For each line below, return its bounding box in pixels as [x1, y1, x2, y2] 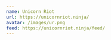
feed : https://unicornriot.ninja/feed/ [6, 25, 106, 31]
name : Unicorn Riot [6, 8, 55, 15]
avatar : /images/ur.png [6, 19, 66, 25]
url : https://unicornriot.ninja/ [6, 14, 90, 20]
